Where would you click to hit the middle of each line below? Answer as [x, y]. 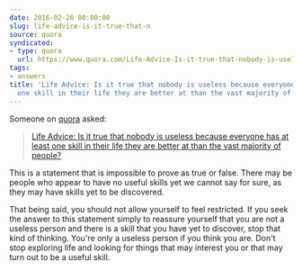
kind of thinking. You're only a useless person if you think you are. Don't [142, 238]
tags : [19, 68]
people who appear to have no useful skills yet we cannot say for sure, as [146, 182]
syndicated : [31, 43]
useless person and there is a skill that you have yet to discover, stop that [145, 228]
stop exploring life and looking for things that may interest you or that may [146, 247]
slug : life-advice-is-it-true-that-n [80, 26]
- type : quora [36, 51]
